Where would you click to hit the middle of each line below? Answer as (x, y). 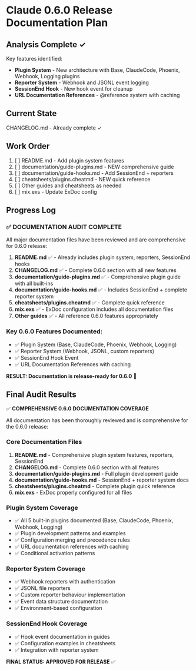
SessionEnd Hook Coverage (47, 623)
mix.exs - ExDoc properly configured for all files (73, 492)
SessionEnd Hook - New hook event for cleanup (74, 89)
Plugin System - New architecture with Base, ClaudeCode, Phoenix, (97, 70)
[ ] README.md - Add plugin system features (69, 160)
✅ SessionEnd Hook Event (46, 357)
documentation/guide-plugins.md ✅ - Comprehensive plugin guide (98, 277)
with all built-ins (34, 284)
